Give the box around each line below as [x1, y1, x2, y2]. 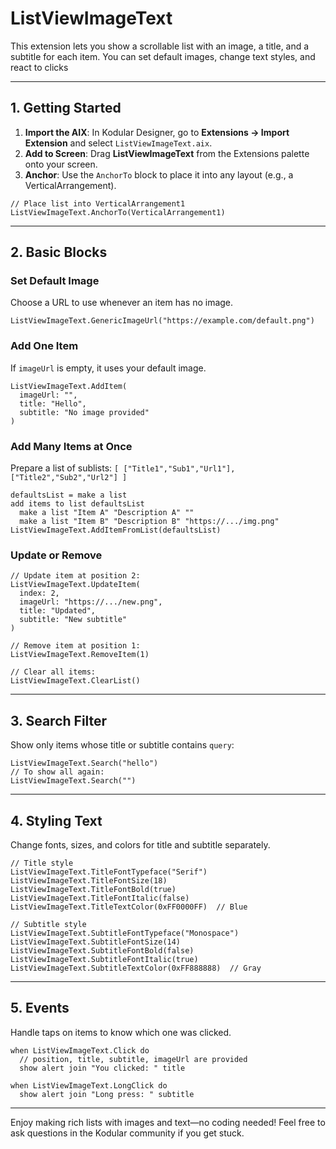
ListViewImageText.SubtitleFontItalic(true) [10, 954, 199, 964]
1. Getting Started [10, 100, 122, 117]
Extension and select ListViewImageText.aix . [24, 137, 213, 149]
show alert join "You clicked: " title [19, 1063, 186, 1073]
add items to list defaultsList [10, 499, 145, 509]
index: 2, [19, 588, 60, 599]
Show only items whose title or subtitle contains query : [10, 739, 235, 751]
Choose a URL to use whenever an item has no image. [10, 297, 234, 309]
